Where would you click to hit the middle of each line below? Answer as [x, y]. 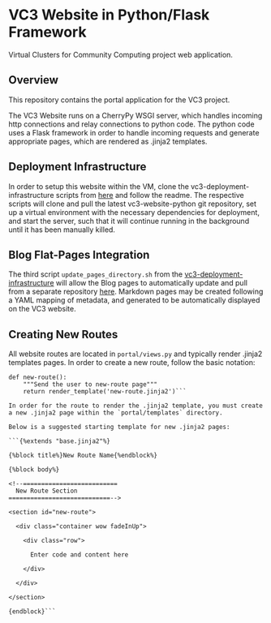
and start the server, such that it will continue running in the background [129, 221]
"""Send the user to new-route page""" [90, 385]
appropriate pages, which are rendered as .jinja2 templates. [108, 141]
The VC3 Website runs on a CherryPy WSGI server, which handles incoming [135, 115]
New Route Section [47, 491]
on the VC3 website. [42, 309]
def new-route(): [38, 378]
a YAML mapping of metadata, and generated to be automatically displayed [134, 300]
